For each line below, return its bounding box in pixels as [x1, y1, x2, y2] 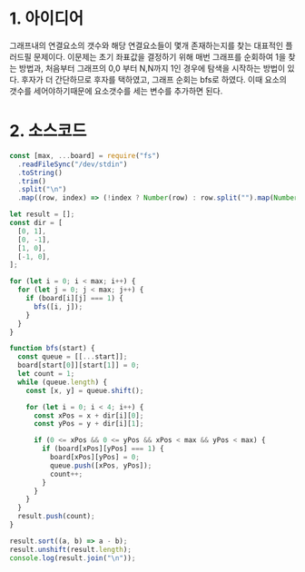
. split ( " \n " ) [17, 185, 67, 194]
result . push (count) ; [17, 512, 95, 521]
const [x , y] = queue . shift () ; [25, 386, 144, 395]
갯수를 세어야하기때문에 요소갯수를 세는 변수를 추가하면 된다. [9, 85, 223, 96]
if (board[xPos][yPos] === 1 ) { [42, 444, 165, 454]
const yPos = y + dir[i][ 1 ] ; [33, 419, 144, 429]
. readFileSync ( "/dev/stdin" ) [17, 160, 128, 169]
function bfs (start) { [9, 344, 95, 353]
